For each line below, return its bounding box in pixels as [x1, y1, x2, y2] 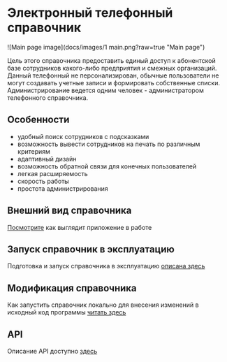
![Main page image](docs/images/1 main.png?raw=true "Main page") [7, 43, 205, 51]
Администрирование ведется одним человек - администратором [7, 86, 205, 94]
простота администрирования [17, 184, 108, 193]
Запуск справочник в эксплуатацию [7, 243, 175, 255]
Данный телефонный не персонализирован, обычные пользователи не [7, 71, 219, 80]
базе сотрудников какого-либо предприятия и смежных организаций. [7, 64, 217, 72]
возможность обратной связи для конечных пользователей [17, 162, 197, 171]
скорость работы [17, 177, 70, 185]
